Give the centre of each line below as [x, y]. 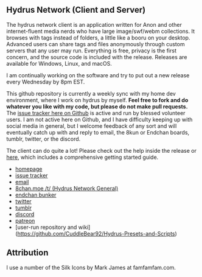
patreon [25, 220]
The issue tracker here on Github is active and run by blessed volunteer [96, 113]
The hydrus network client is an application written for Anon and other [94, 24]
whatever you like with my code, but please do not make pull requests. [97, 107]
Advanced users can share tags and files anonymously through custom [96, 44]
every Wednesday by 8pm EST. [46, 82]
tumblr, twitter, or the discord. [44, 139]
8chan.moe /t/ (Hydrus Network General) [67, 188]
